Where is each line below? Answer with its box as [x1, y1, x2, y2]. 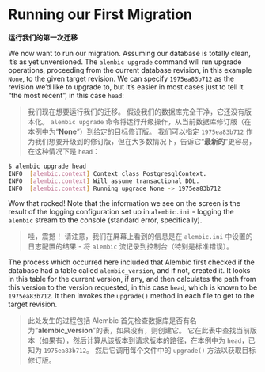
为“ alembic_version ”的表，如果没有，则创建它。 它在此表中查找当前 [27, 326, 251, 336]
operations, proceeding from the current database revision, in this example [8, 65, 252, 74]
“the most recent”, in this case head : [8, 90, 124, 100]
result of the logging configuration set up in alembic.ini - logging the [8, 207, 235, 217]
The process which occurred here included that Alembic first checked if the [8, 257, 256, 267]
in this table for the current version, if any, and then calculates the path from [8, 275, 256, 284]
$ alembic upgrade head [8, 162, 87, 170]
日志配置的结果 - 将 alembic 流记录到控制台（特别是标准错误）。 [27, 241, 234, 251]
